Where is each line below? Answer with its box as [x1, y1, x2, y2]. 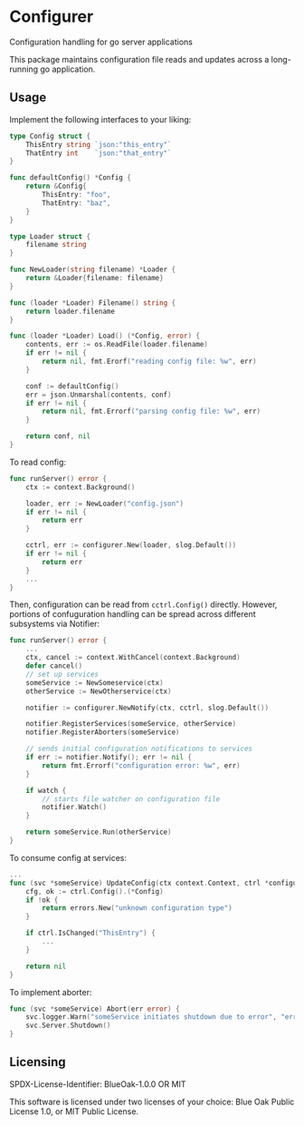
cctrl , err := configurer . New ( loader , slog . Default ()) [25, 541, 237, 550]
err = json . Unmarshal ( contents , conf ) [25, 390, 172, 399]
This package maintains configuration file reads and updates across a [9, 54, 270, 64]
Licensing [9, 1054, 66, 1070]
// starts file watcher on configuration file [42, 794, 221, 804]
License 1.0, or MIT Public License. [9, 1105, 138, 1117]
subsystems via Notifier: [9, 619, 100, 630]
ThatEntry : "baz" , [42, 198, 111, 208]
